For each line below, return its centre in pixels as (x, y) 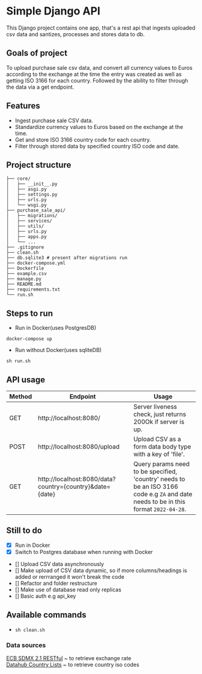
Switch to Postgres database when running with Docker (84, 552)
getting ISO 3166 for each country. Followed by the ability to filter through (97, 80)
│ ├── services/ (29, 221)
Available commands (46, 615)
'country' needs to (159, 479)
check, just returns (160, 414)
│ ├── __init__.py (32, 184)
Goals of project (37, 53)
